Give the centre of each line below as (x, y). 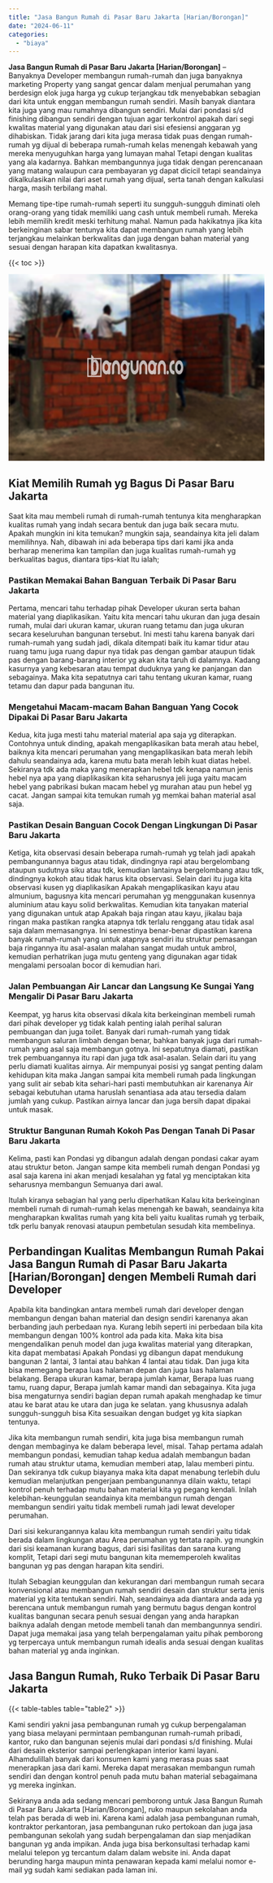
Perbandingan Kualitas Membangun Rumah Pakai (136, 1252)
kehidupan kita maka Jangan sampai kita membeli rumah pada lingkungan (132, 1075)
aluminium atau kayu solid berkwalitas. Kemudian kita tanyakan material (129, 905)
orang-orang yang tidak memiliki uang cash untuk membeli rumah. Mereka (133, 212)
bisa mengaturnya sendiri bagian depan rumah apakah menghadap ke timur (135, 1396)
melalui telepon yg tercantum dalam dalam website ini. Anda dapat (120, 1852)
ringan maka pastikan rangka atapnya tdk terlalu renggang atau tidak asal (131, 922)
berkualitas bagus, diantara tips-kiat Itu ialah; (84, 559)
